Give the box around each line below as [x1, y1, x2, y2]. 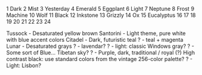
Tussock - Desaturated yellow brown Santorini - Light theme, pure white [6, 30, 186, 37]
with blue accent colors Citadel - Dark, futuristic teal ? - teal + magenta [6, 36, 183, 43]
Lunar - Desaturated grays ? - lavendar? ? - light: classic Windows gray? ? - [6, 42, 195, 50]
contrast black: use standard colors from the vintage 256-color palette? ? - [6, 56, 193, 62]
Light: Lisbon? [6, 62, 41, 69]
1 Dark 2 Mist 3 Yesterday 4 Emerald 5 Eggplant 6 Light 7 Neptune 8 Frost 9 [6, 5, 195, 12]
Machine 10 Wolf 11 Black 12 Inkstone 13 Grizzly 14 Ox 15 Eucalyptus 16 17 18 [6, 11, 196, 19]
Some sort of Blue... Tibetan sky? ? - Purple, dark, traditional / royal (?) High [6, 49, 195, 56]
